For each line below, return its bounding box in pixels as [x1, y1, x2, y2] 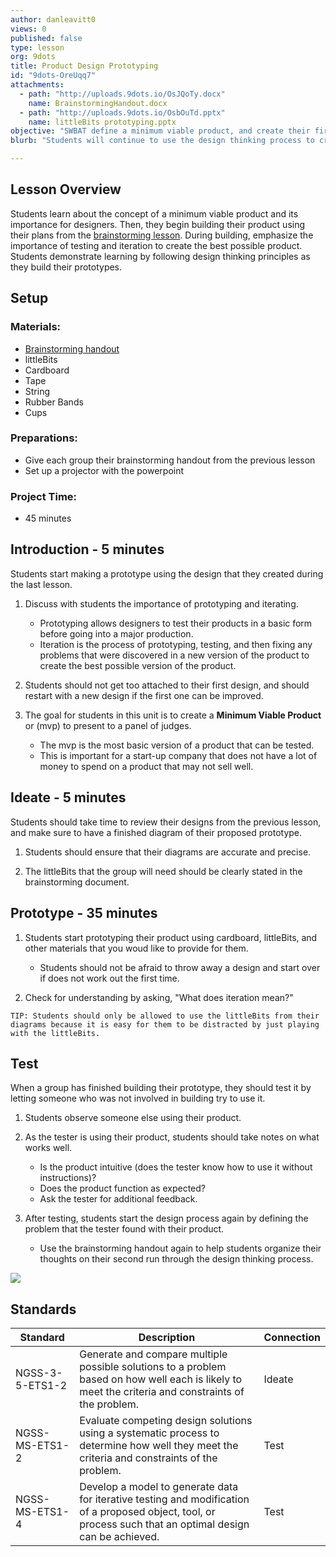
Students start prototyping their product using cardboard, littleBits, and [24, 931, 318, 943]
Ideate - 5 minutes [10, 789, 127, 806]
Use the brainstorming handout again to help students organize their [39, 1242, 322, 1255]
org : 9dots [10, 52, 56, 62]
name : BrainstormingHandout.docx [28, 98, 168, 108]
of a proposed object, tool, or [79, 1505, 216, 1519]
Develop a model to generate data [79, 1480, 239, 1494]
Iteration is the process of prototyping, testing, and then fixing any [39, 638, 313, 650]
